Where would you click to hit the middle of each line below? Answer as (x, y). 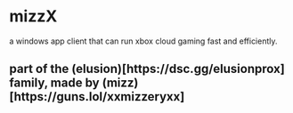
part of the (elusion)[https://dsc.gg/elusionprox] (147, 69)
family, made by (54, 83)
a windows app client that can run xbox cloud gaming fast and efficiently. (143, 41)
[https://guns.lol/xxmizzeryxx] (97, 97)
